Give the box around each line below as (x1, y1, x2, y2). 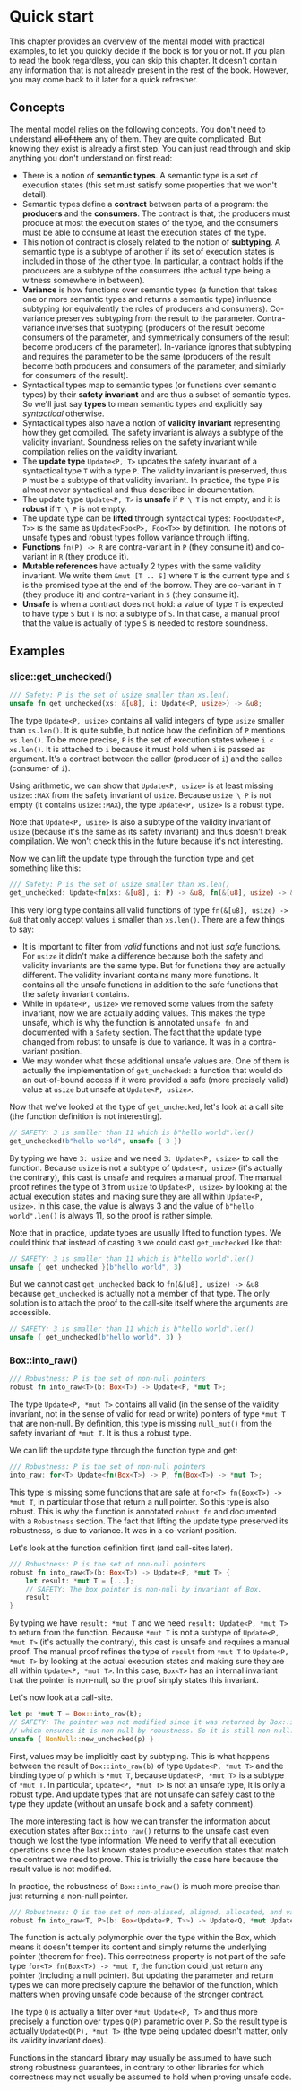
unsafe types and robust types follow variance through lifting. (21, 532, 250, 542)
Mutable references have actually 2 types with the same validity (21, 560, 262, 571)
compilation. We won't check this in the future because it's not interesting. (9, 836, 284, 846)
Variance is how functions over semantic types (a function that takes (21, 284, 278, 295)
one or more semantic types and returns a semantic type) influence (21, 293, 271, 304)
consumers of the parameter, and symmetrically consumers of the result (21, 332, 290, 343)
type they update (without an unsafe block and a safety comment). (9, 1798, 255, 1809)
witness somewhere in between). (21, 274, 145, 285)
